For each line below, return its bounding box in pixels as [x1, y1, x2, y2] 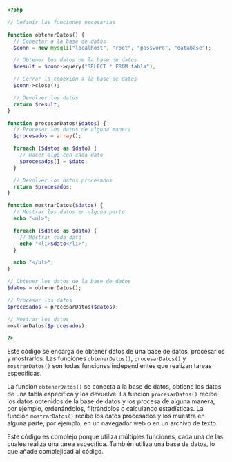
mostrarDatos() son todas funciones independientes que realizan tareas [7, 362, 212, 370]
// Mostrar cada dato [19, 233, 81, 241]
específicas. [7, 369, 42, 378]
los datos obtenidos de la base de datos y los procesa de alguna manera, [7, 397, 215, 405]
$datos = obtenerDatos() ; [7, 285, 81, 291]
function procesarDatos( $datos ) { [7, 119, 107, 127]
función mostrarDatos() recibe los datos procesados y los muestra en [7, 412, 205, 421]
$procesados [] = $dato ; [19, 157, 88, 165]
